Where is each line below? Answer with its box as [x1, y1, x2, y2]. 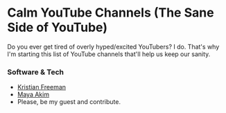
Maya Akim [17, 90, 50, 98]
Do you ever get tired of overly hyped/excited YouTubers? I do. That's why [7, 42, 220, 51]
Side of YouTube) [7, 19, 107, 35]
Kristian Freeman [17, 83, 67, 92]
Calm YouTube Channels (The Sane [7, 5, 214, 21]
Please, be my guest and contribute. [17, 98, 121, 106]
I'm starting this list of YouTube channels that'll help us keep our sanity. [7, 50, 211, 58]
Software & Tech [7, 67, 64, 77]
